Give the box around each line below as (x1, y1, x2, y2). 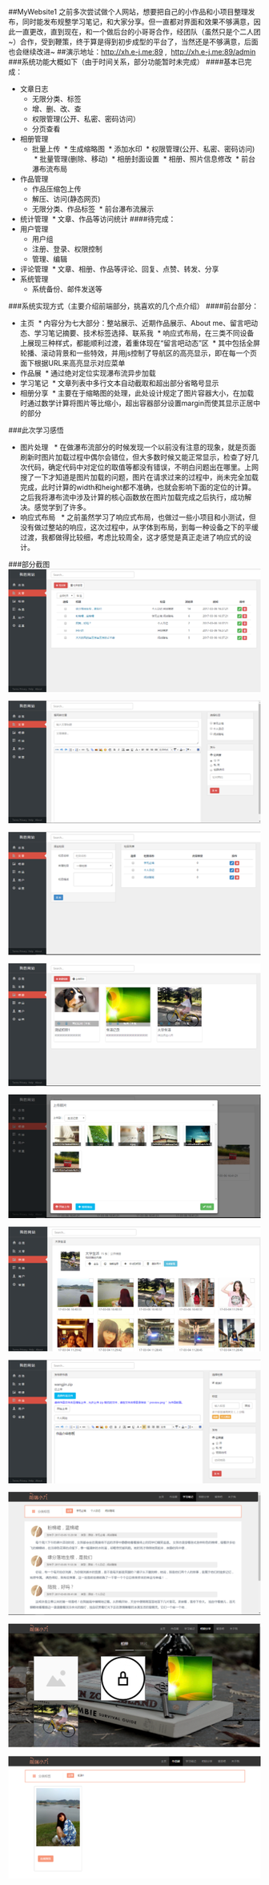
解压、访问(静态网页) (31, 195, 101, 203)
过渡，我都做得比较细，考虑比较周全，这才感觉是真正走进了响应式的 (19, 533, 245, 542)
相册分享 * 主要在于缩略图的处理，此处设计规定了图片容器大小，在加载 (19, 388, 255, 398)
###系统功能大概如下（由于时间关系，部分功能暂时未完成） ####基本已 (8, 57, 245, 66)
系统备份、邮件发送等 (31, 284, 102, 294)
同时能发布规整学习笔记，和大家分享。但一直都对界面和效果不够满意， (22, 17, 254, 26)
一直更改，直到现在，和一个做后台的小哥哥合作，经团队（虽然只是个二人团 (14, 27, 261, 36)
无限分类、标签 (31, 94, 82, 103)
